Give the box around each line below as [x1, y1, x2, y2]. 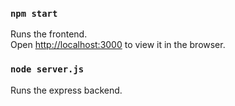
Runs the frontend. [10, 28, 88, 40]
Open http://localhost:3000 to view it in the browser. [10, 39, 226, 51]
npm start [10, 8, 58, 19]
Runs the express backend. [10, 84, 123, 96]
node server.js [10, 64, 85, 75]
